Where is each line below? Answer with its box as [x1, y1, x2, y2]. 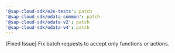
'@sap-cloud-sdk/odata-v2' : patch [5, 19, 90, 25]
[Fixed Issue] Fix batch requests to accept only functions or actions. [5, 40, 170, 47]
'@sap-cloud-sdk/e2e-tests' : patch [5, 8, 92, 14]
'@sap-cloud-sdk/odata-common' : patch [5, 14, 100, 20]
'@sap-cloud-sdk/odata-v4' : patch [5, 24, 90, 31]
